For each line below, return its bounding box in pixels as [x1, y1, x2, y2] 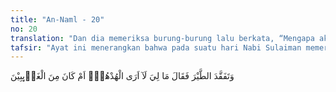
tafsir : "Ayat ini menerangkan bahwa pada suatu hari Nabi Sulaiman [10, 42, 302, 53]
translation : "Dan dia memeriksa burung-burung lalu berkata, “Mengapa [10, 33, 315, 43]
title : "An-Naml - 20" [10, 14, 105, 25]
